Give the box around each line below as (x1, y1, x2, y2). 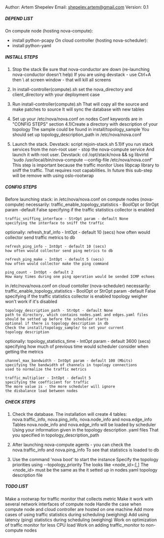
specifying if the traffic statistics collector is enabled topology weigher (5, 293, 148, 299)
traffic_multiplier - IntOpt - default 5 (5, 375, 91, 380)
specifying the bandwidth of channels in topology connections (5, 362, 137, 368)
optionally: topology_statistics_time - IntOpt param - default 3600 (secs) (5, 338, 151, 344)
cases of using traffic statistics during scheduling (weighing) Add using (5, 511, 150, 517)
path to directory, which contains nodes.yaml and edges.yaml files (5, 312, 148, 317)
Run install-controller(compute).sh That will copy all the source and (12, 101, 148, 107)
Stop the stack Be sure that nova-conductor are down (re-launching (12, 66, 150, 72)
